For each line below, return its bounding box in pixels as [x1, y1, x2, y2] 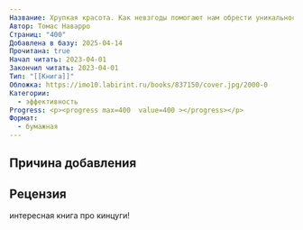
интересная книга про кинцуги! [9, 210, 131, 221]
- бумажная [17, 123, 59, 132]
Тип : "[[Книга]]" [9, 72, 75, 81]
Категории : [9, 88, 50, 97]
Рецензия [9, 186, 67, 201]
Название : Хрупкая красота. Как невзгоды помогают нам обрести [9, 13, 252, 23]
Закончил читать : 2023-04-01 [9, 64, 119, 73]
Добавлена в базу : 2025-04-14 [9, 38, 124, 48]
